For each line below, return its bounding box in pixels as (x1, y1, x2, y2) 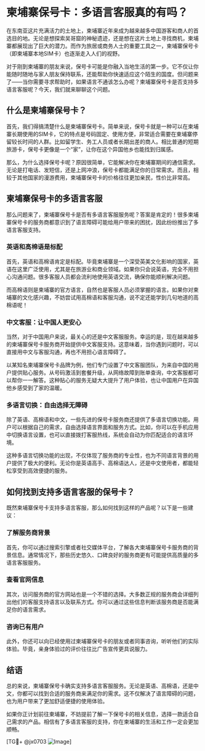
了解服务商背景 (6, 529, 51, 537)
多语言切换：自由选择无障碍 (6, 401, 88, 410)
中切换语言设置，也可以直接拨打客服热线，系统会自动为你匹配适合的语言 (6, 431, 188, 438)
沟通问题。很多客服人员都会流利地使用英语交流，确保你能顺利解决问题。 (11, 273, 193, 280)
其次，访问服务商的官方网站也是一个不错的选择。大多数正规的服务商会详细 (6, 590, 193, 598)
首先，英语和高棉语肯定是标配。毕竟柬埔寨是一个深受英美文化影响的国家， (6, 258, 193, 265)
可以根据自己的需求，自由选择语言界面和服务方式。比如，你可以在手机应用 (11, 424, 199, 431)
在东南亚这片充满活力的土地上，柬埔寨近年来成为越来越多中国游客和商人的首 (6, 27, 199, 34)
